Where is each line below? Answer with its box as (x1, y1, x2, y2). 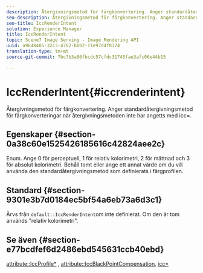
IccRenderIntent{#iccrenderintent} (6, 85, 185, 99)
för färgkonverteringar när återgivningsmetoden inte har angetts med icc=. (6, 111, 192, 119)
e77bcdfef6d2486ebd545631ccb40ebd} (6, 244, 164, 254)
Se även (6, 234, 37, 245)
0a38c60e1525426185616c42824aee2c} (6, 139, 166, 149)
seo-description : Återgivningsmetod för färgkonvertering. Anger (6, 15, 174, 21)
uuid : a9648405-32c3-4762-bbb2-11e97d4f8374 (6, 43, 120, 49)
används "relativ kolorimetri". (6, 217, 79, 225)
